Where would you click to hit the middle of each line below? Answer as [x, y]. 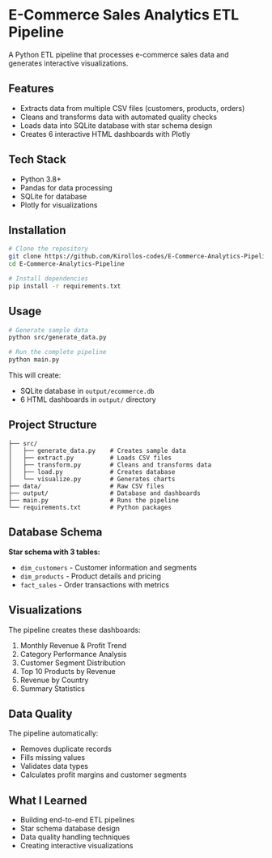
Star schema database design [70, 829]
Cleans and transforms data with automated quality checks [118, 117]
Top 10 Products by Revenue [68, 671]
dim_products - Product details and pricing [91, 576]
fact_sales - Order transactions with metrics [95, 584]
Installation [37, 230]
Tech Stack [37, 160]
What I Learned [48, 800]
